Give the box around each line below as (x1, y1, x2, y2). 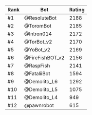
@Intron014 (24, 30, 52, 37)
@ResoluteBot (24, 15, 57, 21)
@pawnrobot (24, 102, 54, 109)
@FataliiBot (24, 70, 50, 77)
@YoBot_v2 (24, 46, 51, 53)
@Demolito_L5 (24, 86, 58, 92)
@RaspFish (24, 62, 50, 69)
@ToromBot (24, 23, 52, 29)
